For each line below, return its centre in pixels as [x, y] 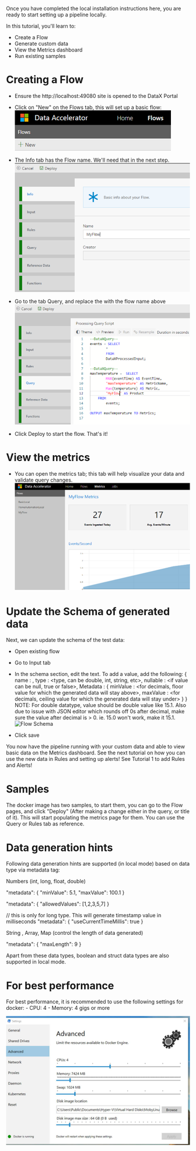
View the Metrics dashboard [48, 50]
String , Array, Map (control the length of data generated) [75, 933]
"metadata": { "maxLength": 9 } [44, 944]
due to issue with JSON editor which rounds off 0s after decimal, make [99, 712]
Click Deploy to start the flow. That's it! [61, 434]
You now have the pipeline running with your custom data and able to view [96, 747]
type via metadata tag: [33, 870]
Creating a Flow [45, 80]
